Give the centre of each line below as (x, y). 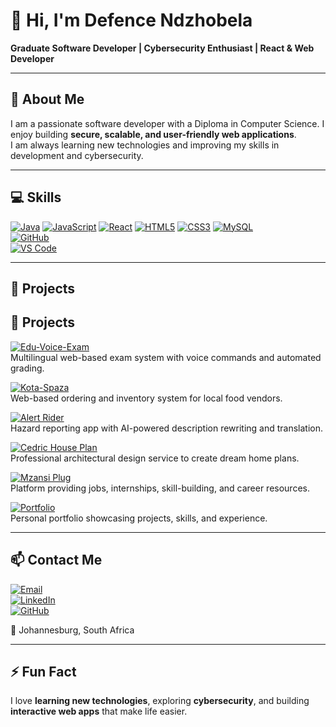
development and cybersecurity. (77, 155)
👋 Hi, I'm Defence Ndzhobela (131, 20)
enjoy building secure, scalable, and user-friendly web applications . (153, 134)
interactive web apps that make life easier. (99, 711)
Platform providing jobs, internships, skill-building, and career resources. (160, 488)
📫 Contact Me (56, 560)
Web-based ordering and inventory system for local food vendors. (146, 398)
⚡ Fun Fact (43, 671)
